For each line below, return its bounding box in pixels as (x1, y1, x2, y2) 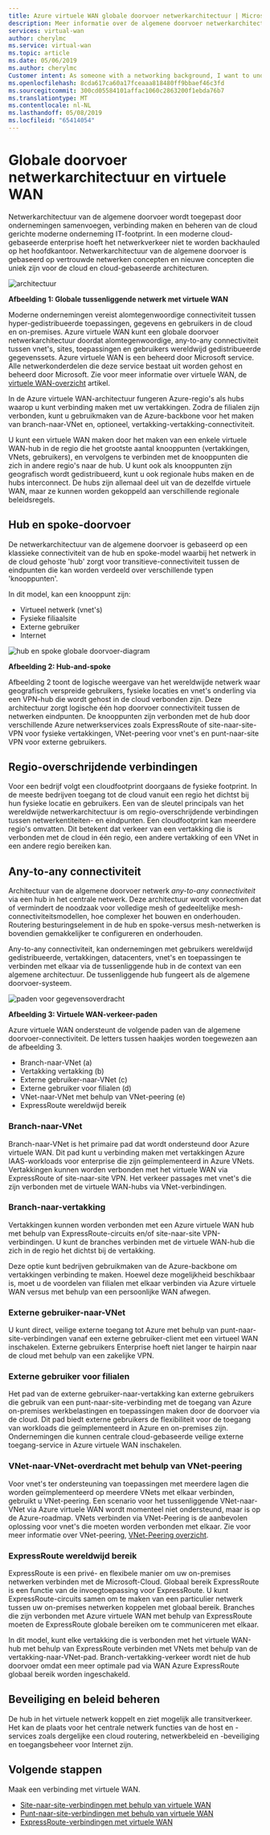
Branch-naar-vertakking (8, 1201, 106, 1213)
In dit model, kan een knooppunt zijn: (8, 589, 131, 599)
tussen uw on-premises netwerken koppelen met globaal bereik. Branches (8, 1603, 256, 1612)
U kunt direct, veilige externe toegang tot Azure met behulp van (8, 1325, 219, 1335)
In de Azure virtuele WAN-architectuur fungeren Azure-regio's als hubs (8, 393, 245, 403)
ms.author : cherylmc (8, 64, 78, 72)
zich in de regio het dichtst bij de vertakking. (8, 1246, 156, 1255)
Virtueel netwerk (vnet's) (19, 605, 103, 614)
